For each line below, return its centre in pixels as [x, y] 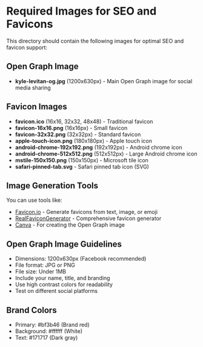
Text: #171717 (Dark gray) [46, 338]
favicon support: [27, 47]
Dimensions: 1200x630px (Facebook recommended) [81, 259]
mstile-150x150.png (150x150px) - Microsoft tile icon [82, 160]
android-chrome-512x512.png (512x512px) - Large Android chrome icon [106, 154]
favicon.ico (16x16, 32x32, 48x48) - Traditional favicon [84, 121]
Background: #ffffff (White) [49, 331]
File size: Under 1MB [41, 272]
